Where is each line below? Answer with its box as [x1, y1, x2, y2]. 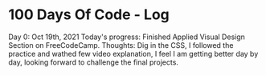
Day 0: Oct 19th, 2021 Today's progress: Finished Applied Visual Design [8, 32, 245, 41]
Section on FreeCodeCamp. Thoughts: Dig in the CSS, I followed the [8, 40, 234, 49]
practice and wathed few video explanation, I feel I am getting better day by [8, 49, 259, 58]
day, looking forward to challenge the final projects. [8, 57, 179, 67]
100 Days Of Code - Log [8, 6, 170, 24]
